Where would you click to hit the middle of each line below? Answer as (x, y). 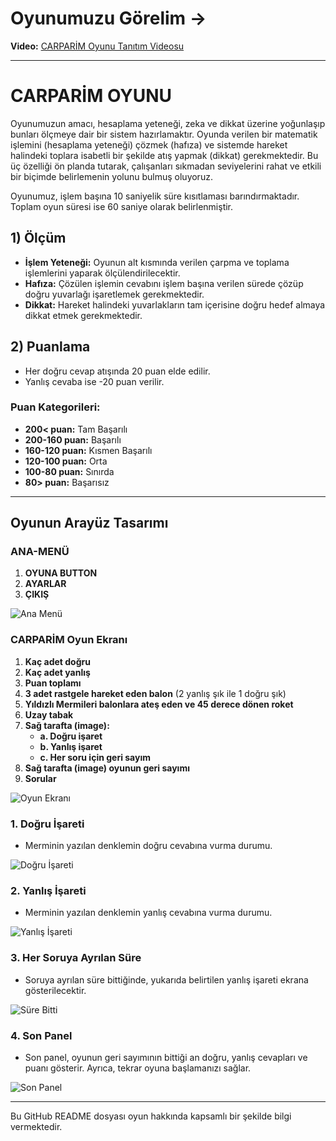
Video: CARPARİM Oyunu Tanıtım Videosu (97, 46)
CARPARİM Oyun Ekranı (69, 640)
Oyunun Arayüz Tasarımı (89, 523)
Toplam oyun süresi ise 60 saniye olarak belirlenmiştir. (122, 206)
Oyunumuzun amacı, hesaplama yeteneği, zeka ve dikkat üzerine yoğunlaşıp (168, 123)
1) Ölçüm (38, 238)
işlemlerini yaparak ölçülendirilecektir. (102, 273)
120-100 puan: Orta (66, 461)
